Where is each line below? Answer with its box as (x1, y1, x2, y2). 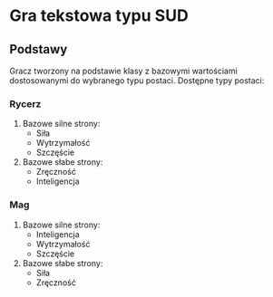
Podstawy (9, 42, 68, 57)
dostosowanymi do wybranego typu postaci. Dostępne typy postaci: (9, 75, 265, 86)
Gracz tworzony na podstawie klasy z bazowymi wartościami (9, 65, 238, 76)
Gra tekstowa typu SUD (9, 5, 189, 26)
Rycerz (9, 97, 42, 110)
